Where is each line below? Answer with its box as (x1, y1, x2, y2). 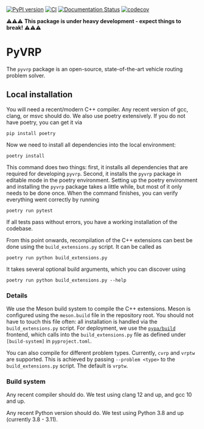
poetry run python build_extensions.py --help (6, 277, 127, 283)
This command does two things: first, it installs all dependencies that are (6, 163, 188, 170)
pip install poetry (6, 130, 56, 136)
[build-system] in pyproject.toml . (6, 338, 93, 345)
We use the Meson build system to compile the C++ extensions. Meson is (6, 305, 191, 313)
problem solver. (6, 72, 46, 79)
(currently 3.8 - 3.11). (6, 416, 58, 423)
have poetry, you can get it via (6, 119, 82, 126)
